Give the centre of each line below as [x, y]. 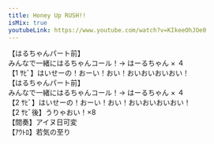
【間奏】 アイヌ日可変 [43, 122]
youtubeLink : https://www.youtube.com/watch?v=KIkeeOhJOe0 [107, 30]
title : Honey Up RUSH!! [47, 15]
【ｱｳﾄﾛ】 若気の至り [39, 132]
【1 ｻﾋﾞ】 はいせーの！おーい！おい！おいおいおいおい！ [99, 73]
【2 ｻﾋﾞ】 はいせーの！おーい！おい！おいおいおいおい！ [99, 102]
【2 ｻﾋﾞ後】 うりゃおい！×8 [52, 113]
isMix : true [28, 23]
